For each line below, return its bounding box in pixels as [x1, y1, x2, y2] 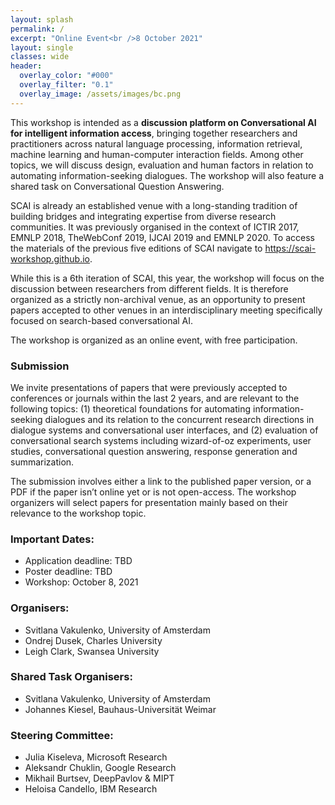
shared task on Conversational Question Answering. [10, 180, 225, 192]
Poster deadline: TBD [24, 566, 113, 578]
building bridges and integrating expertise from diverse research [10, 210, 277, 222]
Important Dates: [10, 532, 95, 546]
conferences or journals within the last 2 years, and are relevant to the [10, 392, 300, 404]
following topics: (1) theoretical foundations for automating [10, 402, 252, 415]
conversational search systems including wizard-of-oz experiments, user [10, 434, 312, 446]
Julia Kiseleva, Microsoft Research [24, 751, 168, 763]
